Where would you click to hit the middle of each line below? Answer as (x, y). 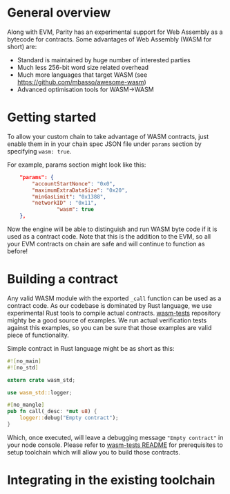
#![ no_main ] (24, 361)
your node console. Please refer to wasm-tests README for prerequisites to (115, 445)
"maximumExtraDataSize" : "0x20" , (80, 190)
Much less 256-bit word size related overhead (83, 67)
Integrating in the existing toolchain (111, 481)
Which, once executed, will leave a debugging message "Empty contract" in (115, 437)
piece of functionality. (38, 335)
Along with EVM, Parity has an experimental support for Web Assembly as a (115, 32)
